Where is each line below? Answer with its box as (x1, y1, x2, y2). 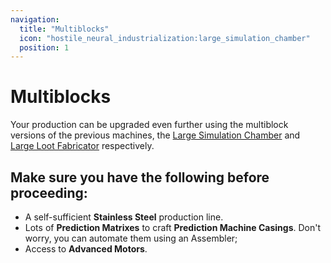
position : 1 (19, 42, 70, 53)
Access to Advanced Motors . (24, 243, 148, 255)
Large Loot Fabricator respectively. (10, 140, 155, 152)
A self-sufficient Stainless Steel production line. (24, 211, 224, 223)
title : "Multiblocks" (19, 24, 110, 34)
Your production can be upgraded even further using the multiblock (10, 119, 289, 131)
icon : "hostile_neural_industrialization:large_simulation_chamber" (19, 33, 311, 43)
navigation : (10, 14, 60, 25)
